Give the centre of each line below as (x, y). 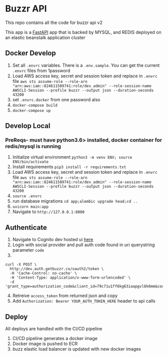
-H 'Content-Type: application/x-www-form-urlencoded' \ (70, 278)
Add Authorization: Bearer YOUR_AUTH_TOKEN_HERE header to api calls (84, 301)
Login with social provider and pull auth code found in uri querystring (83, 245)
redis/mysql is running (33, 146)
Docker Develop (30, 53)
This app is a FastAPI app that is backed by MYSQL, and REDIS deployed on (83, 32)
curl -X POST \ (21, 265)
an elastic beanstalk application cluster (45, 37)
